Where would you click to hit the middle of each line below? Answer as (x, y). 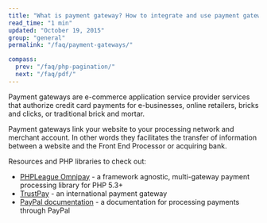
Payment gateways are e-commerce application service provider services (129, 97)
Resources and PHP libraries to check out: (77, 161)
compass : (23, 60)
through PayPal (44, 210)
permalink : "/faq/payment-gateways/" (71, 45)
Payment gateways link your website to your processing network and (121, 129)
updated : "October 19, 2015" (56, 30)
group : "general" (37, 38)
